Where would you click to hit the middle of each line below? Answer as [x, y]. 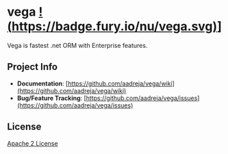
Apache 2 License [33, 143]
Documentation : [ [42, 84]
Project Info [33, 67]
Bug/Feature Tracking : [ [52, 98]
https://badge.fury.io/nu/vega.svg [112, 26]
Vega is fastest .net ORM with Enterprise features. [77, 45]
